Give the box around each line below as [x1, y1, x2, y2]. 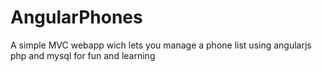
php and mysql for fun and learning [10, 49, 156, 61]
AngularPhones [10, 6, 143, 29]
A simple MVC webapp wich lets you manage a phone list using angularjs [10, 39, 312, 51]
